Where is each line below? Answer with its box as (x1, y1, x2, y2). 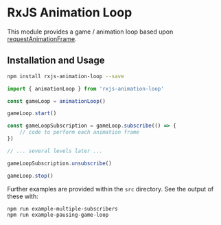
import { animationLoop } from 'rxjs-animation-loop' (7, 85, 165, 92)
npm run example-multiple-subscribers (7, 205, 118, 212)
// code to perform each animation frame (19, 129, 139, 136)
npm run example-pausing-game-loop (7, 211, 109, 219)
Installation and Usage (7, 55, 105, 67)
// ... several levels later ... (7, 147, 103, 154)
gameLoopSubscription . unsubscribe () (7, 160, 112, 167)
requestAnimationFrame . (7, 34, 77, 43)
